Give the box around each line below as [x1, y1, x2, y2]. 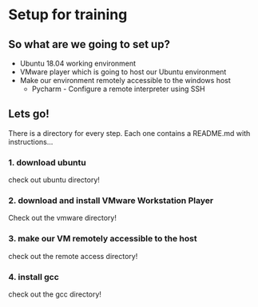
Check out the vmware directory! [8, 213, 117, 223]
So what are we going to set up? [8, 38, 170, 51]
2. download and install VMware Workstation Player [8, 195, 214, 206]
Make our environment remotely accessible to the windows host [19, 76, 232, 85]
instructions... [8, 137, 54, 146]
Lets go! [8, 107, 50, 121]
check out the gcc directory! [8, 289, 102, 299]
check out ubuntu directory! [8, 175, 100, 185]
